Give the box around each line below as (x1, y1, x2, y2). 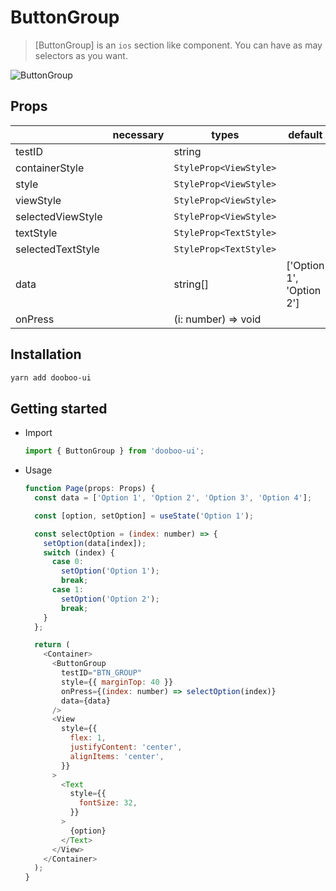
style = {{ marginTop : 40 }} (61, 677, 174, 687)
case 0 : (51, 557, 84, 567)
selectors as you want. (34, 49, 128, 61)
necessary (112, 127, 165, 141)
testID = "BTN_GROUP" (61, 668, 142, 678)
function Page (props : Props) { (24, 484, 156, 494)
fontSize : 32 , (78, 798, 138, 808)
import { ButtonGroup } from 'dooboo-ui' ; (24, 446, 205, 456)
